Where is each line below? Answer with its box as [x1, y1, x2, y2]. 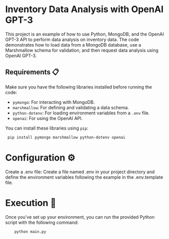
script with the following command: [5, 219, 79, 225]
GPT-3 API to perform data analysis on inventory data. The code [5, 36, 139, 43]
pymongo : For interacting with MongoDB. [12, 99, 95, 105]
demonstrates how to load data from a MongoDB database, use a [5, 42, 142, 48]
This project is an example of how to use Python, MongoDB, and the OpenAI [5, 31, 164, 37]
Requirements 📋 [5, 68, 59, 76]
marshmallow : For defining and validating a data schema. [12, 104, 129, 110]
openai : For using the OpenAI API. [12, 115, 83, 121]
